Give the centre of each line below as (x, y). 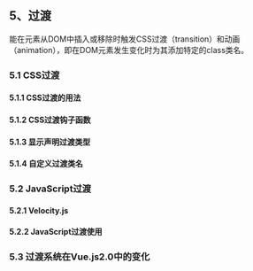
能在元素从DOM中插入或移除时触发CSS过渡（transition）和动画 (125, 39)
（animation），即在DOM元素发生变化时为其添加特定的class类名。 (129, 50)
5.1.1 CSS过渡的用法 (45, 98)
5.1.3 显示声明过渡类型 (50, 142)
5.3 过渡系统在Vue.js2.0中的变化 (80, 257)
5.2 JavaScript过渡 (50, 189)
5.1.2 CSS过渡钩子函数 (50, 120)
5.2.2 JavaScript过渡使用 (56, 232)
